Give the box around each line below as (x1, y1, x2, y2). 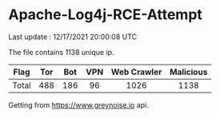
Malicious (169, 66, 208, 77)
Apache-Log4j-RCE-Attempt (8, 6, 202, 24)
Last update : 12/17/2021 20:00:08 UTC (8, 32, 138, 41)
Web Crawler (110, 66, 162, 77)
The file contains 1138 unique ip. (8, 47, 114, 57)
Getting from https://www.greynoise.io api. (8, 100, 150, 109)
